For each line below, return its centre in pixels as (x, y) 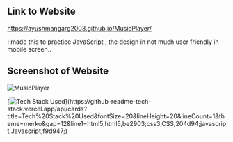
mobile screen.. (30, 49)
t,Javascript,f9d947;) (38, 131)
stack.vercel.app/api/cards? (47, 109)
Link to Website (42, 11)
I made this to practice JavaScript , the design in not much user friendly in (113, 42)
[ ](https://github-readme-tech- (79, 101)
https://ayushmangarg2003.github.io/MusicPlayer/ (79, 28)
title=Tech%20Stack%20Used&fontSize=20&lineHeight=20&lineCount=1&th (116, 116)
